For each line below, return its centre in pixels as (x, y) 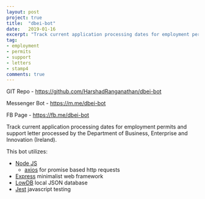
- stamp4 (17, 68)
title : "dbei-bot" (31, 23)
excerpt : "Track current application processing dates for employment (98, 35)
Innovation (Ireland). (31, 140)
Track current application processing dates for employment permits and (97, 127)
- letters (19, 63)
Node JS (26, 163)
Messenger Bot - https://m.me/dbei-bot (56, 103)
